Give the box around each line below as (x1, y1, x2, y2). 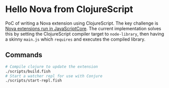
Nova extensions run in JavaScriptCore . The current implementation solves (5, 25, 161, 31)
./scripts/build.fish (5, 69, 51, 74)
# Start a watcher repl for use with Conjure (5, 73, 102, 78)
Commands (5, 51, 43, 59)
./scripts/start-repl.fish (5, 78, 62, 83)
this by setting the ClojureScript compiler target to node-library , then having (5, 31, 164, 37)
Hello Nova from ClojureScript (5, 4, 133, 15)
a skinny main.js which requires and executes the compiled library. (5, 36, 146, 42)
